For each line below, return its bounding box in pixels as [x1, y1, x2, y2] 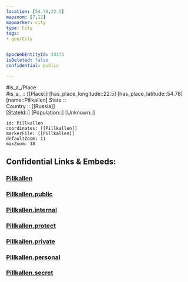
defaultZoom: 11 [6, 136, 46, 142]
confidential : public [6, 62, 59, 68]
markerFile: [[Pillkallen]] [6, 130, 75, 136]
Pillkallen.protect [6, 221, 56, 230]
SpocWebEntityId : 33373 [6, 52, 65, 58]
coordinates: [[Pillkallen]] [6, 125, 78, 131]
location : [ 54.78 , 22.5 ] [6, 8, 65, 15]
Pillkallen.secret [6, 268, 53, 277]
